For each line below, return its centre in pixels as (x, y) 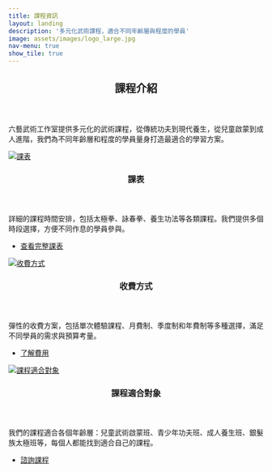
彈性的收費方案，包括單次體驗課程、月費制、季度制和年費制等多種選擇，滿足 (136, 326)
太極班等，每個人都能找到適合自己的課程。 (86, 443)
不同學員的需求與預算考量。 (55, 336)
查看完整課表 (41, 246)
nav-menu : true (34, 46)
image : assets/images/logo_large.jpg (72, 39)
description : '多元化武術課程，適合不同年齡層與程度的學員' (99, 31)
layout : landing (36, 24)
